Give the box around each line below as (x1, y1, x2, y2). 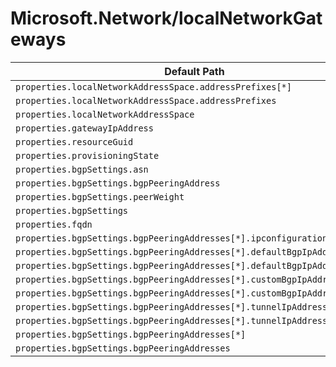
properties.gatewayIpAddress (15, 122, 154, 134)
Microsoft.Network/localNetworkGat (10, 7, 323, 30)
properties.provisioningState (15, 150, 160, 161)
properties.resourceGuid (15, 136, 134, 147)
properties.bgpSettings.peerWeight (15, 191, 185, 202)
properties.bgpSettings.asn (15, 163, 149, 175)
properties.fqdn (15, 218, 93, 230)
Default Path (164, 64, 225, 78)
